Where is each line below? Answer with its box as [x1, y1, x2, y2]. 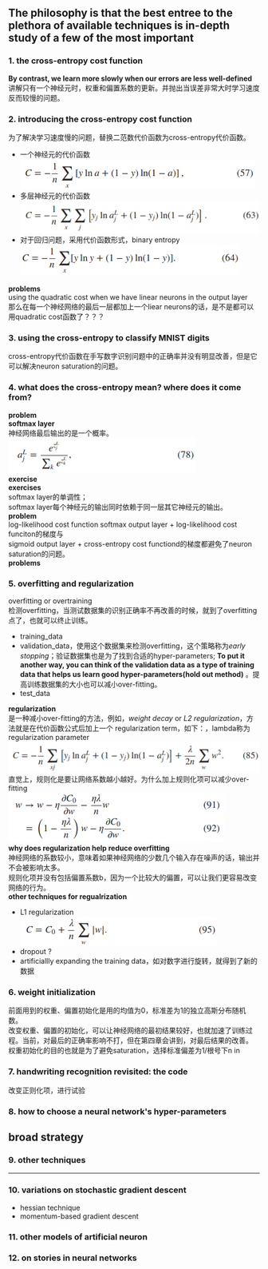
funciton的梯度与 [8, 529, 64, 539]
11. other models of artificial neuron [8, 1231, 148, 1242]
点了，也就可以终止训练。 [8, 615, 93, 626]
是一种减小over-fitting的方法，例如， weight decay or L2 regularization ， [8, 714, 247, 723]
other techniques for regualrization [8, 892, 128, 901]
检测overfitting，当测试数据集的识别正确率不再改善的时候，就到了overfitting [8, 606, 258, 615]
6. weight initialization [8, 987, 96, 998]
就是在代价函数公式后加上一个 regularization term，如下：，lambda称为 [14, 723, 251, 734]
